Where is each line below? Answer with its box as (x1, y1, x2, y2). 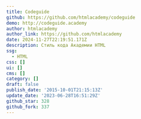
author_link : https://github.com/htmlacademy (6, 31, 122, 37)
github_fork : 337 (6, 103, 50, 110)
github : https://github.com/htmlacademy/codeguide (6, 14, 136, 20)
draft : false (6, 82, 39, 88)
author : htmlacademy (6, 25, 58, 32)
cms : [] (6, 70, 26, 76)
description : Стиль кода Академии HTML (6, 43, 106, 49)
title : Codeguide (6, 8, 50, 15)
